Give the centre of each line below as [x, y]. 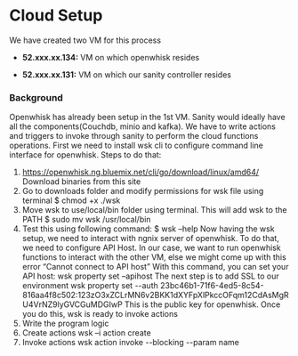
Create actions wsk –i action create [86, 333]
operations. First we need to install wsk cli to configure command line [137, 146]
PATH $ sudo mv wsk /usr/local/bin [86, 220]
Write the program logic [65, 324]
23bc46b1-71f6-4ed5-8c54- [212, 286]
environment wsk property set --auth [90, 286]
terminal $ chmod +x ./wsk [71, 200]
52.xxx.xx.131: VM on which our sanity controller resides [126, 74]
